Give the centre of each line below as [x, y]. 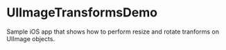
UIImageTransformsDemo [82, 13]
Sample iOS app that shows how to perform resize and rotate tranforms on [113, 32]
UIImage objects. [31, 38]
